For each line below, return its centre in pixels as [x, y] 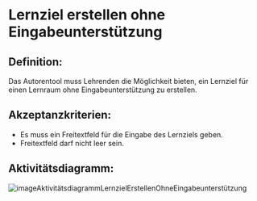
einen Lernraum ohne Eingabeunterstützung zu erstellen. [103, 90]
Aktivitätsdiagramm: [61, 168]
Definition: [35, 62]
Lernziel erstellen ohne [87, 15]
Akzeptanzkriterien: [60, 115]
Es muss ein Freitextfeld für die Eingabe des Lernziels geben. [121, 134]
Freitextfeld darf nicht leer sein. [72, 143]
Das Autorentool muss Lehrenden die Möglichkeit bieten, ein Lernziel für [128, 81]
